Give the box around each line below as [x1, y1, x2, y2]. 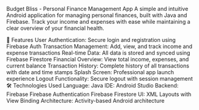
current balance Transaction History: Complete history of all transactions [6, 62, 189, 69]
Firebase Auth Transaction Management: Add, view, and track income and [6, 43, 193, 50]
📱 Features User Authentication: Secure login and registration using [6, 36, 176, 43]
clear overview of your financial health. [6, 24, 105, 32]
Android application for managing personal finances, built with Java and [6, 12, 187, 19]
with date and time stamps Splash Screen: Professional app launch [6, 69, 175, 75]
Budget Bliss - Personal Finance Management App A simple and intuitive [6, 5, 189, 12]
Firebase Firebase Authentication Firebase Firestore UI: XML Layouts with [6, 91, 192, 98]
